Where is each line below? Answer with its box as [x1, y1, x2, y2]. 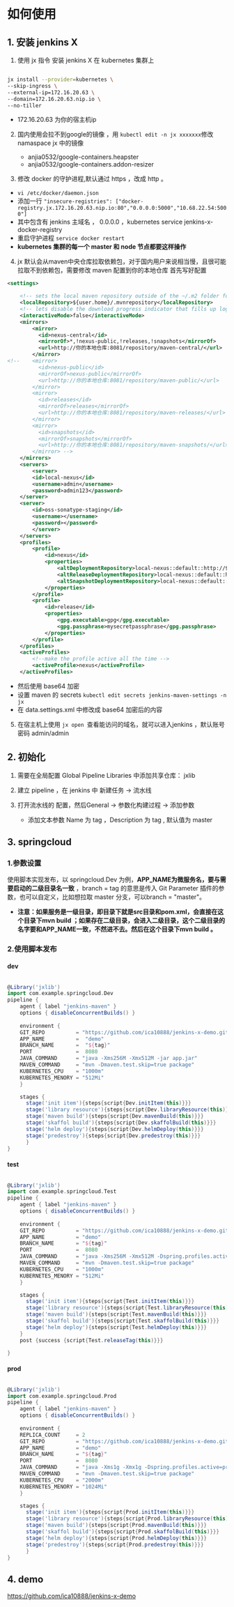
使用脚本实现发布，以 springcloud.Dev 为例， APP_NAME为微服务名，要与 [7, 875, 221, 884]
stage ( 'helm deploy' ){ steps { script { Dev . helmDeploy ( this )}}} [25, 1125, 204, 1132]
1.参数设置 [7, 859, 42, 868]
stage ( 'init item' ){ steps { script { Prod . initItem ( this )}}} [25, 1509, 195, 1516]
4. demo [7, 1573, 44, 1585]
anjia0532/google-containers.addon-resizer [27, 160, 155, 169]
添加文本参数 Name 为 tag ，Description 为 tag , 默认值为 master [27, 815, 213, 824]
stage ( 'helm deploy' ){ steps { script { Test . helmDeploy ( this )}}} [25, 1323, 208, 1331]
